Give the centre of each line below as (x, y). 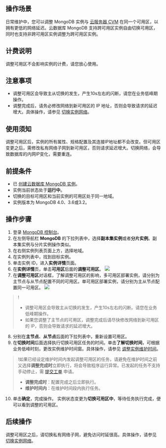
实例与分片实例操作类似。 (47, 244)
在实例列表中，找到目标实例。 (43, 256)
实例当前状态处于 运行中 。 (39, 190)
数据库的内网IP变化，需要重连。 (42, 154)
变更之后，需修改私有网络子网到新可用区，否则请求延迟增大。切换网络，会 (81, 148)
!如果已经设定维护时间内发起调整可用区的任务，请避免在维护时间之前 (87, 359)
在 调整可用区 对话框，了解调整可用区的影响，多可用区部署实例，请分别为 (86, 275)
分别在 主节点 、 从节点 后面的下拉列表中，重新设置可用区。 (71, 336)
